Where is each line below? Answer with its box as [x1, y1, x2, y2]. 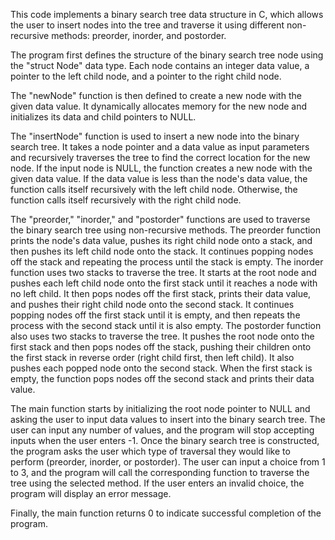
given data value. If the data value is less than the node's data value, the [10, 173, 308, 184]
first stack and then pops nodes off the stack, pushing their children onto [10, 341, 312, 353]
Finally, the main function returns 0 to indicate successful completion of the [10, 507, 322, 519]
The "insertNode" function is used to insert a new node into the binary [10, 130, 300, 142]
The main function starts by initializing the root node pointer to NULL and [10, 403, 311, 414]
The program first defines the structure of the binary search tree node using [10, 49, 324, 61]
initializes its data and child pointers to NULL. [10, 111, 197, 123]
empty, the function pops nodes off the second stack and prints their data [10, 373, 315, 384]
